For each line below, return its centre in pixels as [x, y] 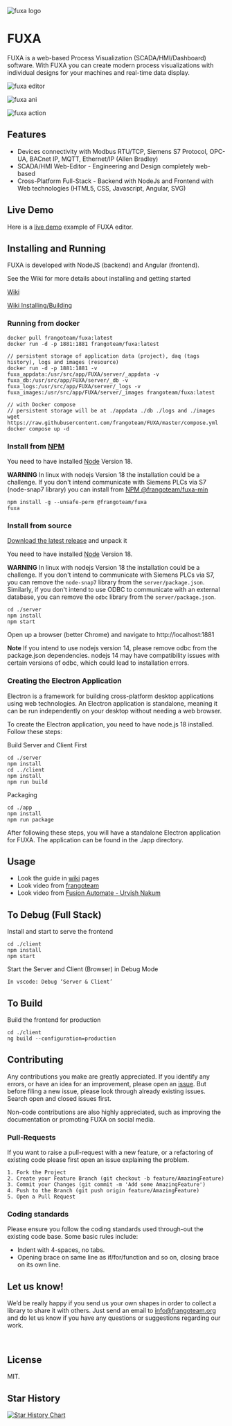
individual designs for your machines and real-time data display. [99, 72]
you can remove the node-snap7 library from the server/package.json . [106, 582]
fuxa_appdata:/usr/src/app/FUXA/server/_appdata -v [83, 374]
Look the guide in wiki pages [58, 878]
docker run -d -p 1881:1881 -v [52, 368]
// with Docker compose [42, 405]
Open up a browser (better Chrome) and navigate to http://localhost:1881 [111, 635]
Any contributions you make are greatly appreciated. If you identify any [108, 1076]
